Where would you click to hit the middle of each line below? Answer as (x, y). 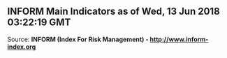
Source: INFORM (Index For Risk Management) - (78, 39)
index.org (22, 46)
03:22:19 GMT (39, 23)
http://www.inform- (179, 39)
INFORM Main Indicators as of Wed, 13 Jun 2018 (113, 12)
